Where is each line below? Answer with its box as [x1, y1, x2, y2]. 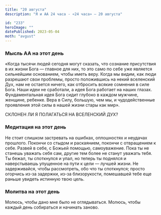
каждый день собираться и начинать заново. [5, 204, 99, 210]
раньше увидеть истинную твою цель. [5, 176, 85, 182]
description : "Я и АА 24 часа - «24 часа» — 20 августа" [5, 12, 123, 17]
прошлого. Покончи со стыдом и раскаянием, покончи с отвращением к [5, 140, 156, 146]
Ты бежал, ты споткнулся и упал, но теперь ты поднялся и [5, 155, 127, 161]
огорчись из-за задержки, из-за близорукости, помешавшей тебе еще [5, 171, 152, 177]
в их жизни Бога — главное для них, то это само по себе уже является [5, 66, 153, 72]
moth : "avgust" [5, 34, 36, 39]
